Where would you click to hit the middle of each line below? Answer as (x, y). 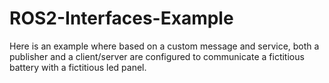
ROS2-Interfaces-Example (121, 18)
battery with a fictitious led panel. (78, 67)
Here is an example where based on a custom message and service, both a (164, 46)
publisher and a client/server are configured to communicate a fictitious (157, 56)
